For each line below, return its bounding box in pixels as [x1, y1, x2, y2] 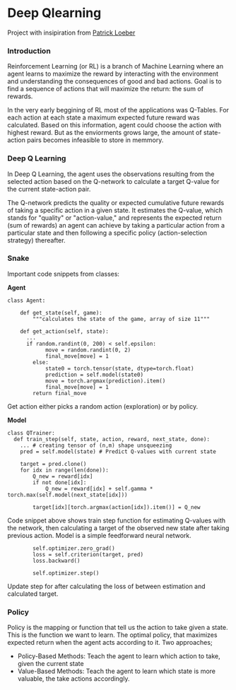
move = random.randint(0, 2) [45, 346, 131, 353]
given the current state [17, 660, 84, 668]
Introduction [7, 46, 51, 56]
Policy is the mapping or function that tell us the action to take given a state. [7, 624, 228, 632]
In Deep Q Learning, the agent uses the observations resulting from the [7, 170, 215, 178]
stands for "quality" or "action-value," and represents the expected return [7, 214, 222, 222]
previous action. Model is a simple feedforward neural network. [7, 531, 192, 539]
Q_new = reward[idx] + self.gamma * [45, 485, 153, 492]
